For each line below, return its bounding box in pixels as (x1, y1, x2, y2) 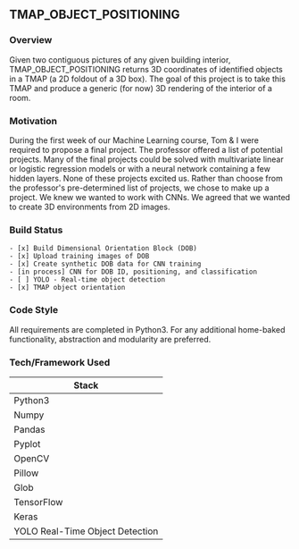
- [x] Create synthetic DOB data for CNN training (9, 259, 202, 269)
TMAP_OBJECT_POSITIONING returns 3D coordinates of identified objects (9, 63, 284, 74)
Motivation (9, 114, 58, 127)
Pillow (13, 467, 39, 479)
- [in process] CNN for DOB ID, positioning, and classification (9, 267, 257, 276)
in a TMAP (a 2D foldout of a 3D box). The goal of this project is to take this (9, 73, 286, 84)
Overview (9, 34, 53, 46)
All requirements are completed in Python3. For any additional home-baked (9, 324, 286, 334)
